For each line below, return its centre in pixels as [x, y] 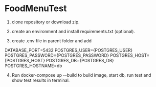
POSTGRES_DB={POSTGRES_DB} [80, 60]
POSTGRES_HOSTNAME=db [33, 66]
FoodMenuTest [36, 9]
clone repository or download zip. [46, 22]
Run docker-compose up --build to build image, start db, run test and [81, 75]
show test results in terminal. [41, 80]
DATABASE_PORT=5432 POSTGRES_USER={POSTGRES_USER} [69, 50]
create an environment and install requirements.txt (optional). [73, 31]
